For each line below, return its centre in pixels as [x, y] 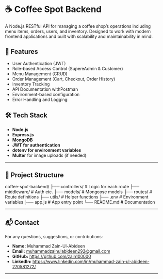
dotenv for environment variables [47, 150]
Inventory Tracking [31, 84]
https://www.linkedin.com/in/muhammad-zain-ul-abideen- [91, 262]
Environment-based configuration [46, 94]
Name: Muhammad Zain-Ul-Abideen [49, 246]
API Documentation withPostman [45, 89]
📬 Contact [22, 222]
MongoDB [22, 140]
